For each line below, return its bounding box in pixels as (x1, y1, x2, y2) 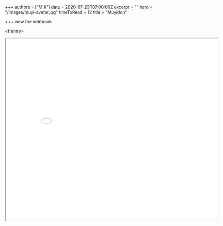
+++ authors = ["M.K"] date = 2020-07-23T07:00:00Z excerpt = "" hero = (5, 4, 153, 10)
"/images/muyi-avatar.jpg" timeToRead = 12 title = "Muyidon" (5, 9, 127, 15)
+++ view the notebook (5, 19, 52, 24)
